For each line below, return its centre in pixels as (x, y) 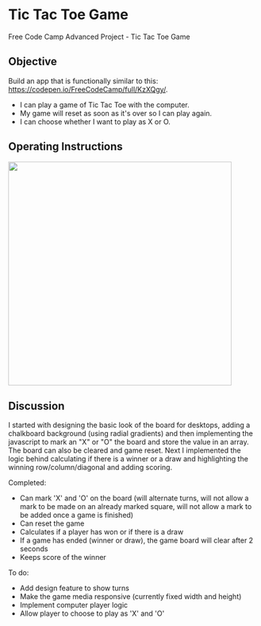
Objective (33, 62)
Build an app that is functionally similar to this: (83, 80)
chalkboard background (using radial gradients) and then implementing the (131, 434)
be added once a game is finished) (76, 515)
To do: (19, 573)
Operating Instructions (65, 147)
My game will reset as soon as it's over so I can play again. (116, 113)
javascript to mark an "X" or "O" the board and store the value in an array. (129, 442)
